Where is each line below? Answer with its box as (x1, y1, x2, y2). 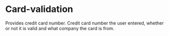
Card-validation (5, 3, 73, 15)
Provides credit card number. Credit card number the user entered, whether (5, 20, 164, 26)
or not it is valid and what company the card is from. (5, 25, 115, 31)
